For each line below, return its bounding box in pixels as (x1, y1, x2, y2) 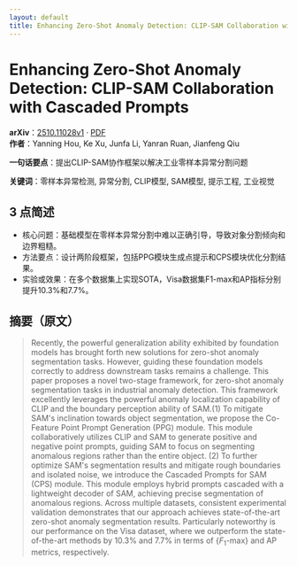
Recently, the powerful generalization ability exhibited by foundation (30, 337, 279, 348)
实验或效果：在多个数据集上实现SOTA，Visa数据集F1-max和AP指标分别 (21, 274, 281, 284)
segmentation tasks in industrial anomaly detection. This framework (30, 384, 278, 395)
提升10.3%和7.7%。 (21, 285, 94, 296)
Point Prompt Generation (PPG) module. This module (60, 423, 254, 433)
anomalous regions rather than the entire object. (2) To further (30, 451, 258, 461)
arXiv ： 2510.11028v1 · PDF (9, 128, 106, 138)
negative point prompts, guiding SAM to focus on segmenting (30, 441, 255, 452)
